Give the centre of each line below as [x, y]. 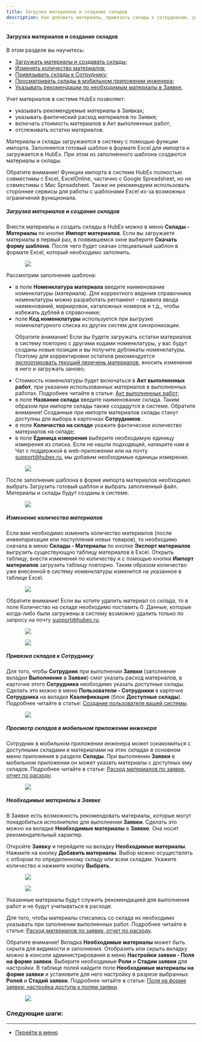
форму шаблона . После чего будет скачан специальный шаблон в [92, 246]
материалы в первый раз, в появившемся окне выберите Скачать [92, 239]
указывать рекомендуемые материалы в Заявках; [79, 110]
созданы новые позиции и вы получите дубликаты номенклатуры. [100, 349]
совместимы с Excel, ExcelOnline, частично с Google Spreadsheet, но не [99, 179]
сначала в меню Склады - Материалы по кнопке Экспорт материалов [98, 545]
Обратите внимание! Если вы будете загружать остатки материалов [103, 337]
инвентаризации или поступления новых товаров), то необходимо [92, 539]
